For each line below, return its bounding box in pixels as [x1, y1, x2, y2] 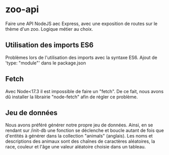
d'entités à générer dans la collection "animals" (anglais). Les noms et [5, 133, 153, 139]
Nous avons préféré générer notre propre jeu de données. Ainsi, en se [5, 122, 154, 128]
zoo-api [5, 4, 39, 15]
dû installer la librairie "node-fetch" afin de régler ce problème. [5, 94, 138, 100]
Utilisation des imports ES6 [5, 41, 94, 50]
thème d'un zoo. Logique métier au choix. [5, 26, 93, 32]
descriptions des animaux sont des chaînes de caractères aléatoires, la [5, 138, 155, 144]
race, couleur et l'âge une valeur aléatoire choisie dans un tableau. [5, 144, 146, 150]
